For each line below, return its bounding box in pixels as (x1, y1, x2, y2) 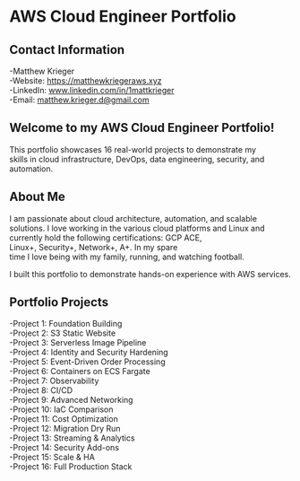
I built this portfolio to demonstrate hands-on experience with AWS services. (9, 268, 291, 279)
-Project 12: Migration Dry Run (9, 424, 121, 434)
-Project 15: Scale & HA (9, 451, 96, 463)
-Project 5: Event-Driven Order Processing (9, 356, 166, 367)
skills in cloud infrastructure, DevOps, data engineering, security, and (9, 153, 265, 164)
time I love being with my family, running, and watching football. (9, 251, 244, 262)
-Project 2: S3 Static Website (9, 328, 116, 338)
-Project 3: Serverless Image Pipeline (9, 337, 147, 348)
